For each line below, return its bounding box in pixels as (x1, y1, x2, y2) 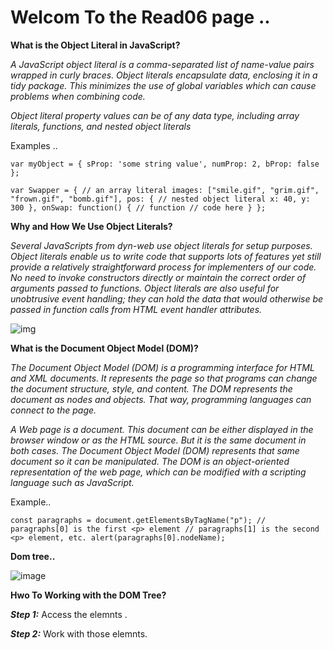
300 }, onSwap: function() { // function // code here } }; (10, 202, 267, 213)
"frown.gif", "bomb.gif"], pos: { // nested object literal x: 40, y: (10, 194, 311, 204)
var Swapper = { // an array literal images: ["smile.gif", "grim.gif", (10, 185, 320, 195)
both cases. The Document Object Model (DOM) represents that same (10, 444, 300, 456)
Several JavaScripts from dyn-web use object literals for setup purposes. (10, 239, 313, 251)
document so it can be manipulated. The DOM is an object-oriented (10, 455, 290, 467)
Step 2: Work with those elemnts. (10, 627, 148, 640)
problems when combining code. (10, 90, 146, 102)
